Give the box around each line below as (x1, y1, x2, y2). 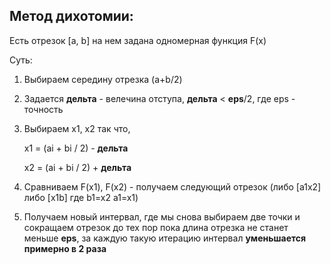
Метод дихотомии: (9, 8, 134, 25)
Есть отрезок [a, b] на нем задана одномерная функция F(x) (9, 34, 267, 46)
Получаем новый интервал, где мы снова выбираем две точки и (23, 210, 301, 223)
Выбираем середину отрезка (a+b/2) (23, 73, 183, 85)
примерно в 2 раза (23, 242, 107, 254)
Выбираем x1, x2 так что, (23, 122, 131, 134)
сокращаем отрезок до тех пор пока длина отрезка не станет (23, 221, 289, 233)
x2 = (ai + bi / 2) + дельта (23, 161, 132, 173)
